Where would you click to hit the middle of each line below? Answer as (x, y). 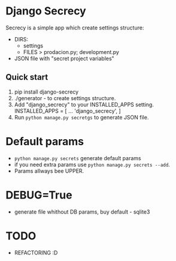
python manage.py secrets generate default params (78, 158)
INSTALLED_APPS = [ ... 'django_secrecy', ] (67, 111)
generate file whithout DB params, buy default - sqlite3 (82, 212)
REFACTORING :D (36, 253)
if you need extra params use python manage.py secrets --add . (92, 164)
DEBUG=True (39, 195)
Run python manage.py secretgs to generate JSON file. (81, 117)
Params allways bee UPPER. (49, 171)
